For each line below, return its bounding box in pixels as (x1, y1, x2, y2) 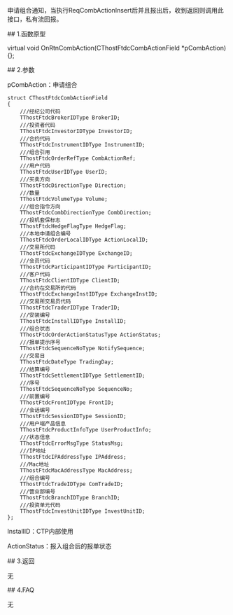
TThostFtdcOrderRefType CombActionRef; (20, 155, 136, 162)
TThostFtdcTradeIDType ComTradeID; (20, 481, 124, 488)
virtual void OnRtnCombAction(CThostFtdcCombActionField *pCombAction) (7, 44, 227, 52)
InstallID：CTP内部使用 (7, 527, 73, 535)
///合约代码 (20, 135, 50, 142)
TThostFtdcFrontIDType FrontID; (20, 399, 114, 406)
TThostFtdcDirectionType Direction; (20, 182, 127, 189)
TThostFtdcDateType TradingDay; (20, 359, 114, 366)
